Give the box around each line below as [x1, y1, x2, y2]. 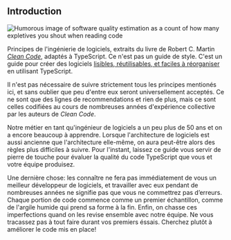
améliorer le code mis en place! [7, 225, 97, 233]
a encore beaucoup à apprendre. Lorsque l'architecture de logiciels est [7, 130, 210, 139]
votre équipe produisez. [7, 160, 75, 169]
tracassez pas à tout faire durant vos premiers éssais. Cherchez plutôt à [7, 218, 212, 226]
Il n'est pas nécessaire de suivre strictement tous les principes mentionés [7, 80, 216, 89]
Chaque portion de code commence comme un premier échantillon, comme [7, 196, 223, 204]
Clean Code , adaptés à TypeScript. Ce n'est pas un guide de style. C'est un [7, 52, 223, 60]
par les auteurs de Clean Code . [7, 110, 96, 118]
